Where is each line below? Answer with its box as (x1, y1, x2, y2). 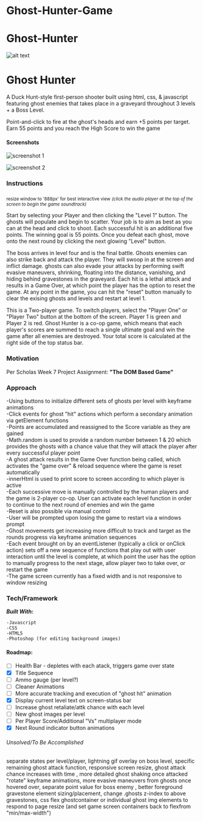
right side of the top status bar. (6, 339, 84, 347)
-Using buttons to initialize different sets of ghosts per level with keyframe (6, 397, 192, 405)
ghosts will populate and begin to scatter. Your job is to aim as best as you (6, 218, 192, 226)
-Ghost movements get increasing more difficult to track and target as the (6, 527, 191, 534)
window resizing (6, 579, 47, 586)
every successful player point (6, 449, 81, 456)
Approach (6, 383, 36, 392)
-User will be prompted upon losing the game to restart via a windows (6, 514, 181, 521)
